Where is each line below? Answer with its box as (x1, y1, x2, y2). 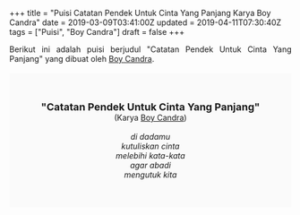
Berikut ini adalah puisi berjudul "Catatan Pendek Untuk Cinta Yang (9, 44, 292, 55)
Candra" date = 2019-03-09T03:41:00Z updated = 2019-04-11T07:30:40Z (9, 17, 282, 28)
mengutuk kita (124, 169, 177, 180)
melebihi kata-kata (116, 150, 185, 160)
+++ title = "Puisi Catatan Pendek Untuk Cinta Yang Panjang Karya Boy (9, 8, 271, 18)
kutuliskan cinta (121, 141, 180, 151)
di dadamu (130, 132, 171, 142)
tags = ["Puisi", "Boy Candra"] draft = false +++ (9, 27, 185, 37)
